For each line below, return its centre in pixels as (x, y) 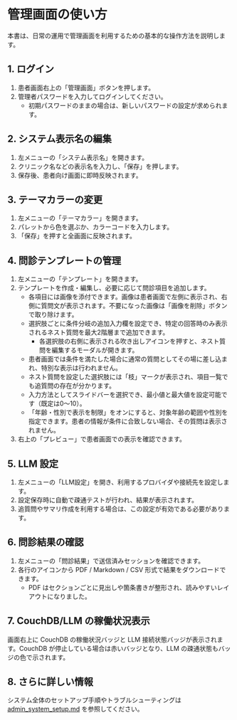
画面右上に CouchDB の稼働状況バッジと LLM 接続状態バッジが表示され (112, 639)
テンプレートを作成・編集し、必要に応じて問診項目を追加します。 (114, 288)
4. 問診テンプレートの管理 (64, 260)
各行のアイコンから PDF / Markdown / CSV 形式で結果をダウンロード (118, 569)
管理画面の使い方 (58, 15)
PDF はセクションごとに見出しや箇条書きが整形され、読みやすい (122, 587)
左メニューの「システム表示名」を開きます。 (83, 157)
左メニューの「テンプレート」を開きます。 (80, 279)
